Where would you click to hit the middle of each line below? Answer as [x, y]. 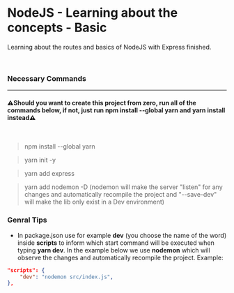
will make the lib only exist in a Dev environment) [94, 202]
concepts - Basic [57, 28]
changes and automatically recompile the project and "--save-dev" [120, 195]
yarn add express [49, 174]
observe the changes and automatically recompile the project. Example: [120, 257]
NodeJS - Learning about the [93, 13]
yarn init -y [40, 160]
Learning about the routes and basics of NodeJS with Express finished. [109, 47]
